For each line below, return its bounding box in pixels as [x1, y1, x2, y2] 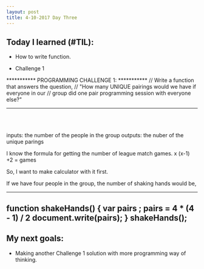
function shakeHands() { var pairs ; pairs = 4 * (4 [6, 203, 194, 213]
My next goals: [6, 233, 64, 243]
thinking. [15, 256, 38, 263]
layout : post [6, 9, 39, 15]
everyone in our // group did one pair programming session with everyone [6, 89, 191, 97]
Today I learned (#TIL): [6, 37, 94, 47]
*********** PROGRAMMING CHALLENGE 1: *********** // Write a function [6, 77, 194, 84]
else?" [6, 96, 22, 103]
